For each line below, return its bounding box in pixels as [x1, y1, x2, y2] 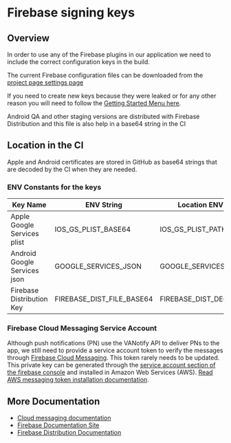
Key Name [12, 200, 47, 210]
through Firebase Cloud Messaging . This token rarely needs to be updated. [7, 354, 220, 362]
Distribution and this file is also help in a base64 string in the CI [7, 120, 186, 128]
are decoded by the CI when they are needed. [7, 165, 137, 173]
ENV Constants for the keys [7, 182, 102, 192]
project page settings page [7, 78, 84, 87]
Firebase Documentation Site [16, 421, 100, 429]
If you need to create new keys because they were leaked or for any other [7, 91, 217, 100]
